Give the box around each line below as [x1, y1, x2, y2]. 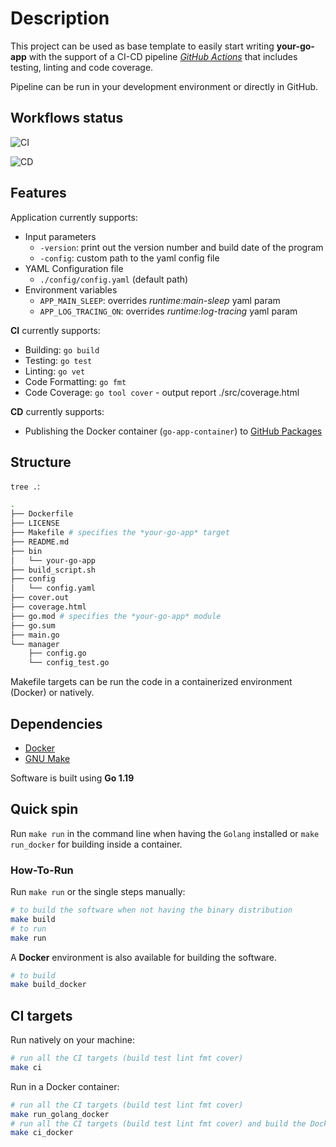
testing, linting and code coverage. [10, 61, 154, 73]
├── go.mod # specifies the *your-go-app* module [10, 611, 222, 621]
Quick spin [10, 801, 79, 818]
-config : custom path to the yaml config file [39, 252, 220, 264]
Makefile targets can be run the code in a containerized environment [10, 676, 293, 688]
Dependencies [10, 715, 103, 732]
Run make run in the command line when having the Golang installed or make [10, 827, 320, 839]
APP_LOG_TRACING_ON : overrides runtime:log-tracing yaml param [39, 305, 298, 317]
